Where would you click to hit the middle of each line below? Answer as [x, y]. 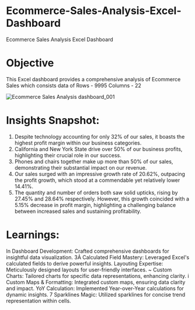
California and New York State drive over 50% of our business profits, [98, 149]
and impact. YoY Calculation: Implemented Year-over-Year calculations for [95, 288]
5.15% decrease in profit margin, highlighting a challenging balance [95, 205]
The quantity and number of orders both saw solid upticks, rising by [96, 192]
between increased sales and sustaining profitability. [78, 211]
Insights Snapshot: [53, 120]
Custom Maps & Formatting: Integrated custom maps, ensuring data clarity [96, 282]
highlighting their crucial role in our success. [68, 155]
